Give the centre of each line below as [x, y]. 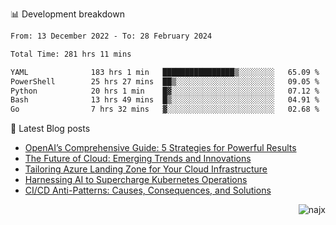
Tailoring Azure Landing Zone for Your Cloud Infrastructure [146, 169]
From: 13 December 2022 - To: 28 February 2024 [111, 36]
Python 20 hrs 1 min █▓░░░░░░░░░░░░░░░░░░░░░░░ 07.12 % [165, 91]
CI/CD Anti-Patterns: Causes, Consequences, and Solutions [148, 190]
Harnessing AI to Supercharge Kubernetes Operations [136, 180]
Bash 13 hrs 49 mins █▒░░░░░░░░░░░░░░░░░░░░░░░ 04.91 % [165, 100]
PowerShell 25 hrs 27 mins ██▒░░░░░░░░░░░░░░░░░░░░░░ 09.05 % [165, 81]
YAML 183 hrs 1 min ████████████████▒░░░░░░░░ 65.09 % [165, 72]
